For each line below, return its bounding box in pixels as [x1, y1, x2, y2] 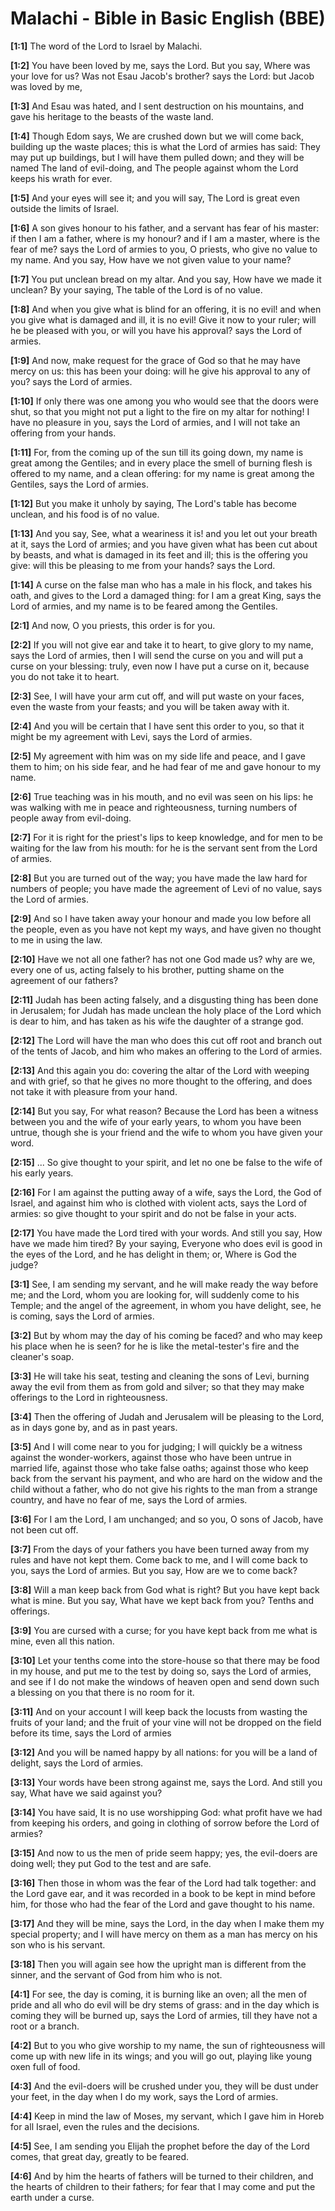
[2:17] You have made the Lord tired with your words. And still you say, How [10, 1227, 323, 1239]
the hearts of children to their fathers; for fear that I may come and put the [10, 2180, 316, 2192]
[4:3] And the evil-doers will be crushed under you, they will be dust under [10, 2080, 319, 2092]
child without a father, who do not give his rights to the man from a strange [10, 1483, 318, 1495]
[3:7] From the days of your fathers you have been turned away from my [10, 1543, 310, 1555]
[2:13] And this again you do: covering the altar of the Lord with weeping [10, 1064, 310, 1076]
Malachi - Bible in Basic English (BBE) [10, 7, 326, 30]
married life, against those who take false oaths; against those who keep [10, 1462, 309, 1474]
